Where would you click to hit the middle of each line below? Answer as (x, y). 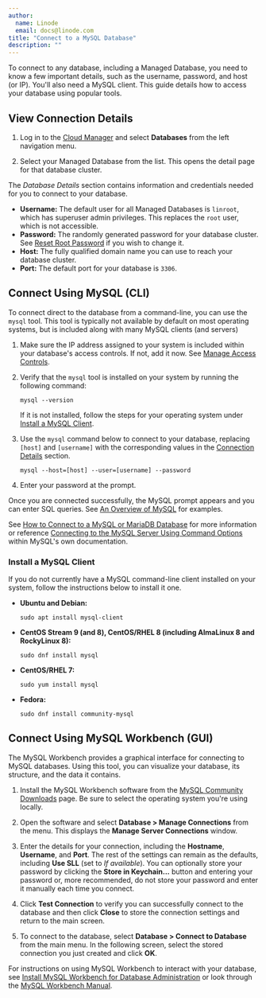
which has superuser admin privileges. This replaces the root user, (129, 217)
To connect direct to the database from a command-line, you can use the (128, 312)
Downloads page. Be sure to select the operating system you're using (134, 798)
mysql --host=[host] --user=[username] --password (105, 470)
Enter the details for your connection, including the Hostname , (122, 846)
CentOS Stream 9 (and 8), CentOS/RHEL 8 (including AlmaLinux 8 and (137, 633)
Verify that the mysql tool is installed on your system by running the (129, 377)
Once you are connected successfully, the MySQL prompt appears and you (131, 500)
